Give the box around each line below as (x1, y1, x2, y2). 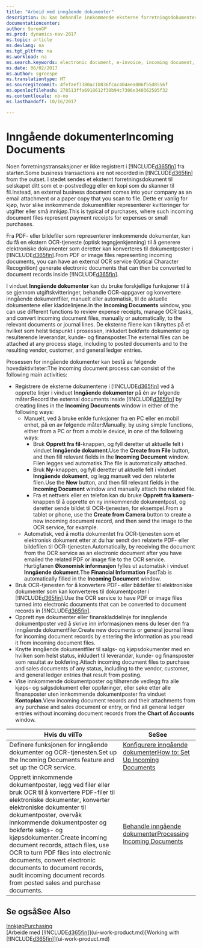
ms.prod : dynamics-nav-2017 (6, 31, 77, 37)
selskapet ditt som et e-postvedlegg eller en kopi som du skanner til (6, 182, 174, 189)
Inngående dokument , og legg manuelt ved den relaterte (32, 472, 175, 480)
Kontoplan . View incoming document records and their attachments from (14, 696, 195, 704)
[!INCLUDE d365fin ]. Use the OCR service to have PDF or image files (14, 594, 183, 601)
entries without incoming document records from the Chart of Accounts (14, 710, 194, 717)
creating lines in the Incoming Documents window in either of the (14, 402, 179, 409)
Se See (148, 730, 167, 739)
